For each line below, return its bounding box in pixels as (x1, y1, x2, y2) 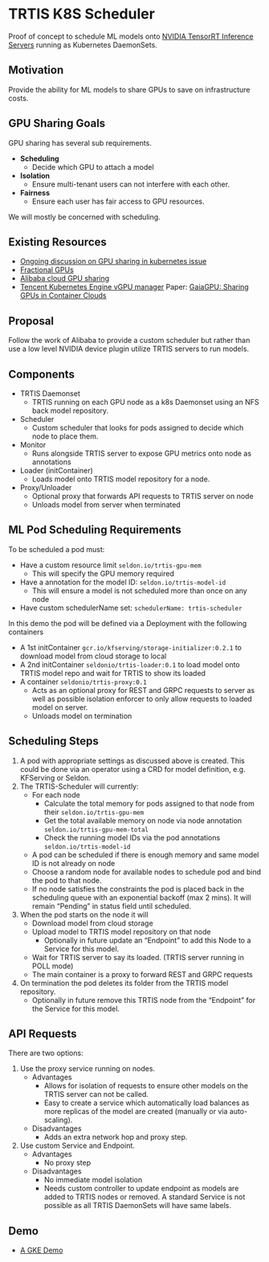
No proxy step (43, 1158, 91, 1168)
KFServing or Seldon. (19, 773, 91, 782)
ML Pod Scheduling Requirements (8, 523, 182, 537)
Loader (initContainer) (19, 466, 94, 475)
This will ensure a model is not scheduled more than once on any (31, 585, 247, 596)
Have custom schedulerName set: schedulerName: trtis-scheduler (19, 603, 243, 612)
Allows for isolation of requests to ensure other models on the (43, 1081, 249, 1091)
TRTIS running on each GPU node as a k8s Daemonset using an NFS (31, 398, 259, 406)
